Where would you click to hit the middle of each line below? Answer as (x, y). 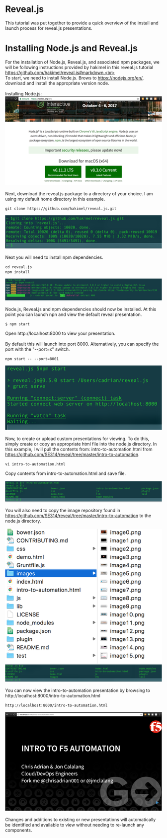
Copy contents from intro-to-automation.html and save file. (66, 473)
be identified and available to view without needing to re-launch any (75, 825)
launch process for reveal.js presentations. (49, 28)
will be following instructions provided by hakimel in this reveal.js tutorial (79, 67)
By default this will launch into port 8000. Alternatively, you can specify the (82, 344)
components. (19, 830)
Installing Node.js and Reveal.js (72, 48)
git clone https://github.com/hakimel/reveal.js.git (61, 209)
